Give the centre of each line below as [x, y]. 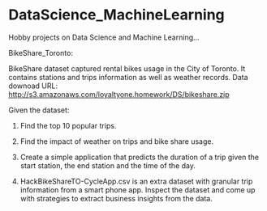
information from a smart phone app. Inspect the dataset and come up [138, 190]
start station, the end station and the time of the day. [108, 165]
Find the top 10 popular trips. [68, 125]
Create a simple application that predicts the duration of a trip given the [140, 157]
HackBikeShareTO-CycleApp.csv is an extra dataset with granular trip [136, 181]
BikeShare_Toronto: [41, 53]
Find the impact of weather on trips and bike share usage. [116, 141]
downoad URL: [33, 86]
